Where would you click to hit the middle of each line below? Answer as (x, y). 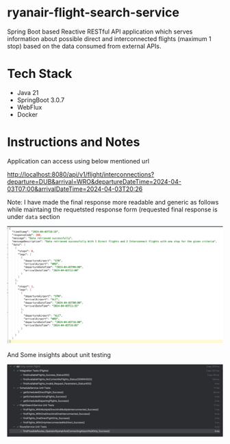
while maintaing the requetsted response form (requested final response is (112, 209)
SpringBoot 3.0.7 (41, 100)
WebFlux (29, 107)
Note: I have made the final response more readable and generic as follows (113, 202)
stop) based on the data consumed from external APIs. (84, 46)
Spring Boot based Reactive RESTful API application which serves (100, 31)
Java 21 (28, 92)
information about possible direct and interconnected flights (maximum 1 (109, 38)
